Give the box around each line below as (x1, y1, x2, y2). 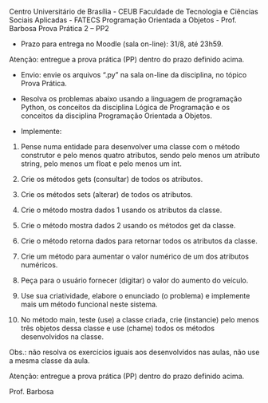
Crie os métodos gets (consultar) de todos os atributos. (20, 175, 203, 184)
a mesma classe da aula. (9, 356, 90, 365)
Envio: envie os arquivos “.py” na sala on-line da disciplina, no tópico (20, 70, 247, 79)
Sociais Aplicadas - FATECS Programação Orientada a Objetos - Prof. (9, 15, 237, 25)
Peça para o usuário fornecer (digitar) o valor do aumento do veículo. (20, 275, 249, 285)
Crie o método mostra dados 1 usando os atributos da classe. (20, 205, 223, 215)
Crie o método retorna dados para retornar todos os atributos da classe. (20, 236, 258, 246)
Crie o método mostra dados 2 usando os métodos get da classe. (20, 221, 236, 230)
